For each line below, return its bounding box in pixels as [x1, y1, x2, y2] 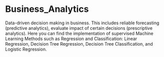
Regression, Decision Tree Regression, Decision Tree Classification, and [5, 41, 153, 47]
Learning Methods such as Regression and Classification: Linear [5, 36, 138, 42]
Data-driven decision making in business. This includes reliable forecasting [5, 20, 160, 26]
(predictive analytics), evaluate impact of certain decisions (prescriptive [5, 25, 153, 31]
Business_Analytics [5, 3, 89, 15]
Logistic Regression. [5, 46, 47, 52]
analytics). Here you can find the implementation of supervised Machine [5, 30, 154, 36]
